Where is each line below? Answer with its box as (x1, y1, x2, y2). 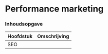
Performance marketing (5, 3, 104, 14)
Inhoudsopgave (5, 21, 43, 27)
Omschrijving (37, 33, 70, 40)
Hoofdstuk (7, 33, 33, 40)
